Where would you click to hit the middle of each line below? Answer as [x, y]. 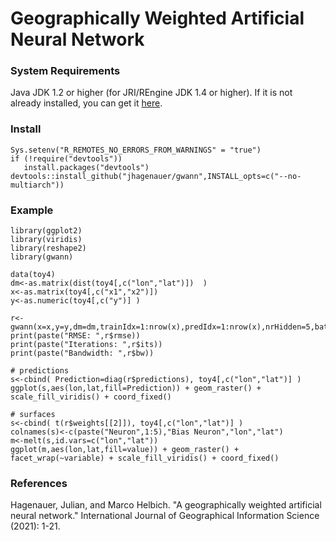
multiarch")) [37, 185]
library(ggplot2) [46, 231]
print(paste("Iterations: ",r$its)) [86, 345]
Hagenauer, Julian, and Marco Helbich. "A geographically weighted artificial [166, 505]
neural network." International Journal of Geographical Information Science [165, 516]
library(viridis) [46, 240]
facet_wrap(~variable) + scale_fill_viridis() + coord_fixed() [145, 458]
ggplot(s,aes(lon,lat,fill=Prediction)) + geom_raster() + [136, 388]
